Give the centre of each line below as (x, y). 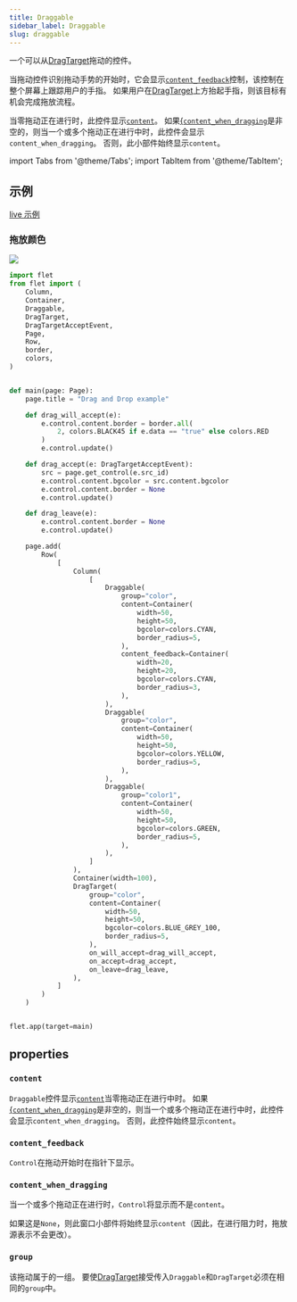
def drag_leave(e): (62, 514)
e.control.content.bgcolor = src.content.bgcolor (135, 481)
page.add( (44, 547)
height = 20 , (157, 671)
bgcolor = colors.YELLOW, (181, 754)
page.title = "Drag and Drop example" (97, 399)
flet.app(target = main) (51, 1027)
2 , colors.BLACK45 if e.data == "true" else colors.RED (163, 432)
